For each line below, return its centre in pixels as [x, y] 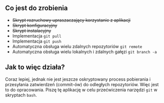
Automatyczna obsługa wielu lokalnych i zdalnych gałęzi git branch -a [84, 51]
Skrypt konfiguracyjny [35, 25]
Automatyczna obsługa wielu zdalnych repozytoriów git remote [77, 46]
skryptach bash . [21, 95]
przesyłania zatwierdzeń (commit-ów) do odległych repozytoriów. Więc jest [82, 84]
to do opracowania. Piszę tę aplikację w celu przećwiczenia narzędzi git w [81, 90]
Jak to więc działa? [35, 67]
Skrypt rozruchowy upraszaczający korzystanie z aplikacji [71, 20]
